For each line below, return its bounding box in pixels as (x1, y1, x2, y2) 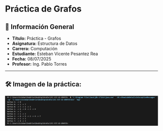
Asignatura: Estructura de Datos (12, 41, 78, 46)
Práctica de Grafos (5, 3, 82, 15)
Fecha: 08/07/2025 (12, 56, 51, 61)
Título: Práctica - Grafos (12, 35, 62, 41)
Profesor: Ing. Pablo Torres (12, 61, 67, 67)
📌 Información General (5, 23, 74, 31)
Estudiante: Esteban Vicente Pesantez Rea (12, 51, 98, 57)
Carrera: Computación (12, 46, 58, 51)
